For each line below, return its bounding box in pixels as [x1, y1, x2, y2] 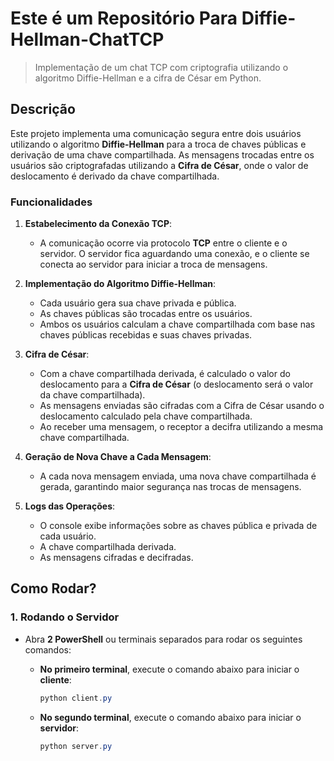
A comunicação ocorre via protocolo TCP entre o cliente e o [39, 237, 288, 249]
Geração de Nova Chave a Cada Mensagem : [24, 451, 212, 463]
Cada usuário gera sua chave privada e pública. [39, 297, 237, 309]
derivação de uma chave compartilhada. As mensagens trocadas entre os [10, 148, 315, 161]
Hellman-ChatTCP [10, 28, 165, 51]
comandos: [24, 643, 72, 656]
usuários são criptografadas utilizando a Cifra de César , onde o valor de [10, 159, 309, 171]
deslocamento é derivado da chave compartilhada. [10, 170, 220, 182]
